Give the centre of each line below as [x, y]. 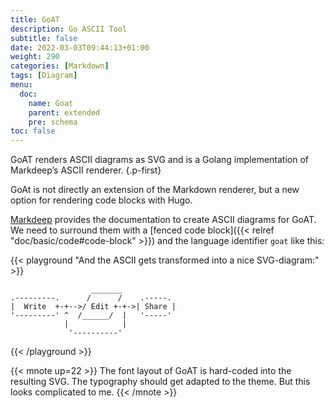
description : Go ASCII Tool [69, 29]
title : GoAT [35, 19]
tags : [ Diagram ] [44, 76]
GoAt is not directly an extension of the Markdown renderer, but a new [155, 190]
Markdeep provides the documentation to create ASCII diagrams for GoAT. [163, 220]
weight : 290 [35, 57]
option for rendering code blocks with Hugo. [101, 200]
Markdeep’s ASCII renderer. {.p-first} [86, 170]
